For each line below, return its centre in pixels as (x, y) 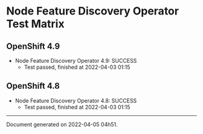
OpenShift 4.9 (33, 46)
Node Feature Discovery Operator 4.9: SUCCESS (76, 61)
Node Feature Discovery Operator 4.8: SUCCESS (76, 100)
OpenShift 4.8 (33, 86)
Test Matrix (35, 24)
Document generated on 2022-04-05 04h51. (62, 124)
